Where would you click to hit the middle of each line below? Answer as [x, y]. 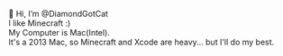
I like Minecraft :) [40, 23]
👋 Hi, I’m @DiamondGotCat [59, 14]
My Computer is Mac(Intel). [59, 32]
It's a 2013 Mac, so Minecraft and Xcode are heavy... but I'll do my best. [141, 42]
